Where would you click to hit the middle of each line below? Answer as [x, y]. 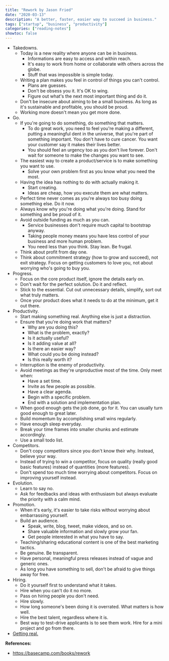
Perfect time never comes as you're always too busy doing [81, 198]
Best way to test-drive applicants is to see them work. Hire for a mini [91, 623]
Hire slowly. [32, 601]
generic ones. [34, 564]
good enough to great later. [48, 413]
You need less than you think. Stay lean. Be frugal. [80, 247]
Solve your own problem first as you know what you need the [91, 171]
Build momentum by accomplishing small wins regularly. [78, 418]
